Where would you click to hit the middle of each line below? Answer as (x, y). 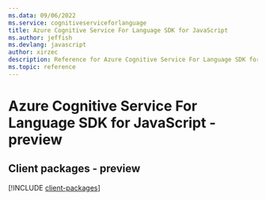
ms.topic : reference (42, 67)
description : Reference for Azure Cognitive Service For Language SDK (127, 60)
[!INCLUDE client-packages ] (54, 187)
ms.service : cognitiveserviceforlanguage (78, 23)
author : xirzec (33, 52)
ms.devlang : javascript (47, 45)
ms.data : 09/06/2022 (42, 15)
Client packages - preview (74, 169)
